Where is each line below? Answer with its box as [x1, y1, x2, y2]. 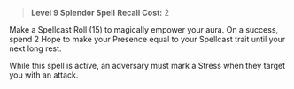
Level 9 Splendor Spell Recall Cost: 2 [30, 8, 170, 18]
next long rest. [9, 43, 62, 54]
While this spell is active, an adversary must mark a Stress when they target [9, 61, 286, 70]
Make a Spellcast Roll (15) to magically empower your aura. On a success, [9, 25, 279, 34]
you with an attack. [9, 70, 79, 80]
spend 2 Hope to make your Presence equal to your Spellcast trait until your [9, 34, 286, 44]
